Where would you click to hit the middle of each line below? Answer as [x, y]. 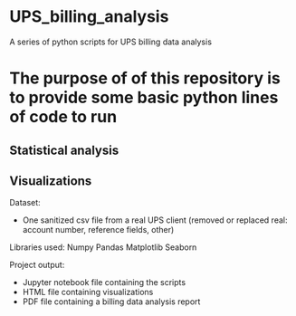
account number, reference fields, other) [98, 230]
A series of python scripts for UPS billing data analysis [111, 42]
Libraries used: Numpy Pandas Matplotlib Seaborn [103, 247]
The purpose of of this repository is [145, 78]
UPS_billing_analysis [89, 17]
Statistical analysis [64, 150]
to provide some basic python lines [144, 98]
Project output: [37, 265]
